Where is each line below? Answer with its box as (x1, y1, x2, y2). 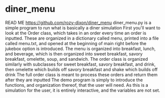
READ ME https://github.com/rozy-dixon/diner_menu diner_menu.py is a (5, 20, 152, 25)
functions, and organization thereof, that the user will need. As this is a (5, 82, 149, 88)
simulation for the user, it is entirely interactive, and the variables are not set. (5, 87, 160, 93)
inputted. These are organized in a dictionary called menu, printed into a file (5, 35, 159, 41)
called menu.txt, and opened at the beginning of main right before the (5, 40, 147, 46)
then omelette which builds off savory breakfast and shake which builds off (5, 66, 158, 72)
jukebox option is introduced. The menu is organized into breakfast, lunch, (5, 46, 156, 51)
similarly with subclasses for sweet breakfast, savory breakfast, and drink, (5, 61, 156, 67)
